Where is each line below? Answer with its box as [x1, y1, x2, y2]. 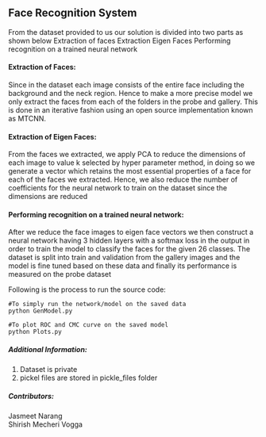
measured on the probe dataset [8, 270, 112, 279]
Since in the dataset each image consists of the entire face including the [8, 80, 245, 90]
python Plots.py [8, 328, 62, 336]
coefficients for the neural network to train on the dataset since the [8, 183, 228, 193]
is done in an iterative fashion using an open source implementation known [8, 105, 253, 115]
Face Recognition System [8, 6, 137, 20]
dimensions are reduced [8, 192, 88, 201]
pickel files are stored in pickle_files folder [19, 373, 158, 383]
